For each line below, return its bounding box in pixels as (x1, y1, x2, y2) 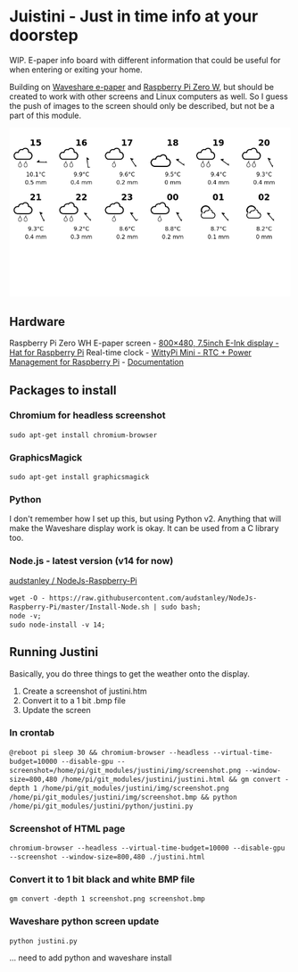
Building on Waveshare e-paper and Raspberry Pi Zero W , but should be (9, 81, 275, 92)
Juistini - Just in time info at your (9, 6, 259, 27)
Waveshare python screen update (9, 915, 160, 927)
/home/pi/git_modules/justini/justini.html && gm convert (61, 775, 281, 784)
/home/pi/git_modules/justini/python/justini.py (9, 802, 194, 810)
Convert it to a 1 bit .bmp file (21, 694, 127, 706)
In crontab (9, 727, 55, 739)
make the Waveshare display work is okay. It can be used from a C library (9, 523, 279, 534)
